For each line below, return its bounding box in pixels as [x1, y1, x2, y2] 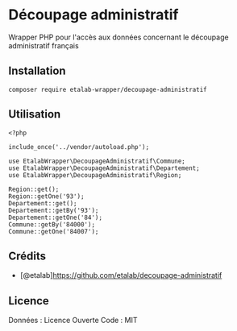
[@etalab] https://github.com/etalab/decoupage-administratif [19, 271, 222, 280]
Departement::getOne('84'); [8, 213, 103, 221]
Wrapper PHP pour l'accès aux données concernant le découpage [8, 32, 229, 42]
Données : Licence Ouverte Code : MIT [8, 316, 138, 325]
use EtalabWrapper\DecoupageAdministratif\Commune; [8, 157, 185, 165]
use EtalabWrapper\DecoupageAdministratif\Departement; [8, 163, 200, 172]
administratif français [8, 40, 79, 50]
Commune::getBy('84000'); [8, 220, 95, 229]
